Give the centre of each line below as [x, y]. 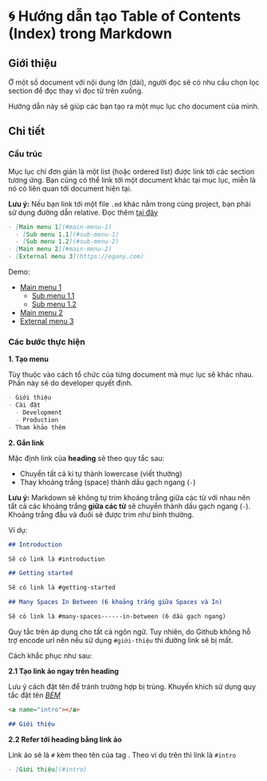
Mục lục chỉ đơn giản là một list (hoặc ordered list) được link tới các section [132, 172]
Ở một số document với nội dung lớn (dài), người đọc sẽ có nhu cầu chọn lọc [134, 82]
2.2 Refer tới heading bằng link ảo [65, 739]
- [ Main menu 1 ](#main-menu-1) [60, 227]
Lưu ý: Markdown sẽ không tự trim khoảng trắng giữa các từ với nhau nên [130, 497]
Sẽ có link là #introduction [57, 559]
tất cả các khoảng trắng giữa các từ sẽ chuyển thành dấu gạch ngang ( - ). [130, 506]
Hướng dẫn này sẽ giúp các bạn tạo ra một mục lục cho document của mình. [134, 106]
